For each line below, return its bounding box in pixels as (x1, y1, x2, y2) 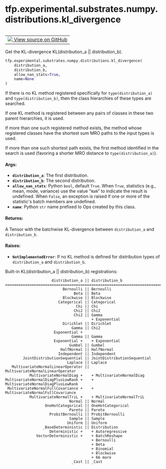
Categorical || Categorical (58, 299, 116, 304)
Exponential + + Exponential (53, 338, 121, 343)
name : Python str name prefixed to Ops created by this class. (12, 204, 136, 210)
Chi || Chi (76, 304, 98, 309)
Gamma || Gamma (71, 334, 103, 339)
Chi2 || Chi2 (73, 308, 100, 313)
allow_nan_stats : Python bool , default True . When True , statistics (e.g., (12, 183, 157, 189)
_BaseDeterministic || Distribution (42, 425, 119, 430)
